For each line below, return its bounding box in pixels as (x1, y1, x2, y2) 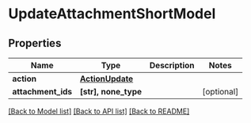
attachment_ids (12, 86, 73, 97)
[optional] (202, 86, 239, 97)
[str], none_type (79, 86, 143, 97)
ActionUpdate (79, 73, 134, 84)
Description (149, 60, 195, 71)
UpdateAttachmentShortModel (8, 5, 216, 23)
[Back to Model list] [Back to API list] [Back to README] (8, 106, 190, 116)
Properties (8, 37, 62, 50)
